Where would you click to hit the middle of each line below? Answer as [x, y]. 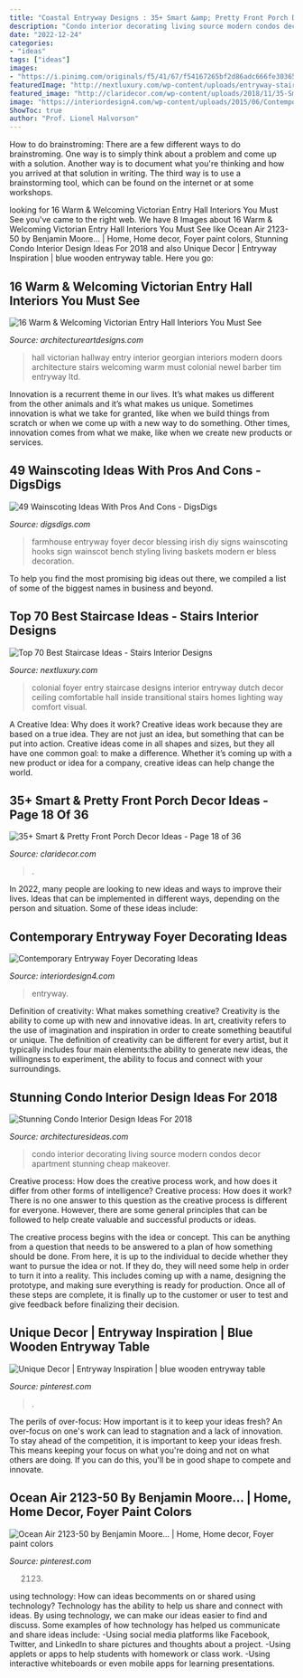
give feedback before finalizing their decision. [95, 1304]
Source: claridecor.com [53, 854]
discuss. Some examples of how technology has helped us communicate [145, 1625]
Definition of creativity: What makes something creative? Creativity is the [145, 1011]
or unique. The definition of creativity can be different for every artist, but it [149, 1040]
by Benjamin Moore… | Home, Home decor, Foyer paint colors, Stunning [155, 239]
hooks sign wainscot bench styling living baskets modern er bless [154, 551]
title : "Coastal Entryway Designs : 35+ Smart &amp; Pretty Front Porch [149, 18]
